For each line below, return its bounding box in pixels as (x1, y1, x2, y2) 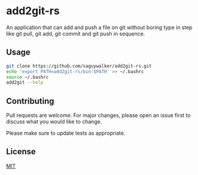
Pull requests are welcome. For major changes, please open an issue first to (6, 112, 191, 119)
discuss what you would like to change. (6, 118, 102, 125)
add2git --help (6, 79, 44, 85)
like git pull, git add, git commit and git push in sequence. (6, 30, 145, 37)
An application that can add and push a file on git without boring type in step (6, 24, 193, 31)
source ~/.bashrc (6, 74, 49, 80)
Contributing (6, 96, 54, 106)
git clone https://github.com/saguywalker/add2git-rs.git (6, 63, 152, 69)
